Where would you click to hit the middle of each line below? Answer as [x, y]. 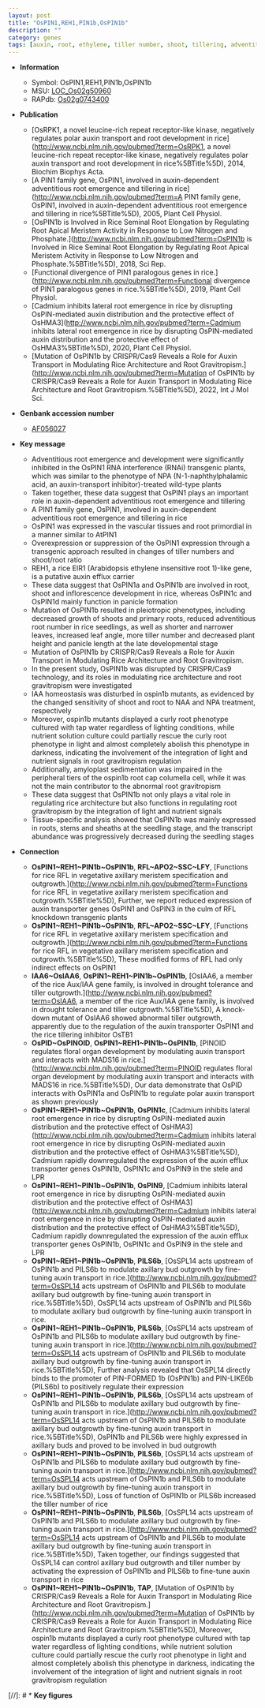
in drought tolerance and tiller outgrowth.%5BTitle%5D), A [126, 1010]
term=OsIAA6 [54, 1001]
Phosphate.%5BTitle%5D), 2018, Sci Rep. [99, 264]
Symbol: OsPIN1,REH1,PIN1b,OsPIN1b [91, 83]
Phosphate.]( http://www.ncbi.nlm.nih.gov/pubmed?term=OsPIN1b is [142, 239]
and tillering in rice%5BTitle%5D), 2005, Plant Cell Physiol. [127, 214]
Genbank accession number [67, 413]
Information [39, 67]
